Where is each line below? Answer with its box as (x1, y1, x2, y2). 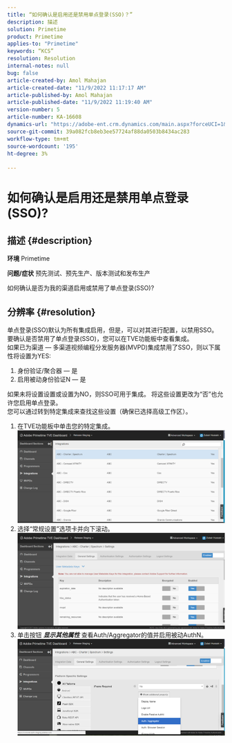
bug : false (7, 69, 39, 76)
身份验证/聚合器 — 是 (17, 366, 78, 374)
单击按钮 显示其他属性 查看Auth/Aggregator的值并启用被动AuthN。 (17, 631, 208, 639)
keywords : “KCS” (7, 48, 54, 55)
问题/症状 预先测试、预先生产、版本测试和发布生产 (7, 269, 151, 277)
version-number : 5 (7, 106, 60, 114)
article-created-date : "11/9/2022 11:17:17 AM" (7, 84, 147, 91)
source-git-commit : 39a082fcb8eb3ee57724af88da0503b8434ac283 (7, 128, 190, 135)
